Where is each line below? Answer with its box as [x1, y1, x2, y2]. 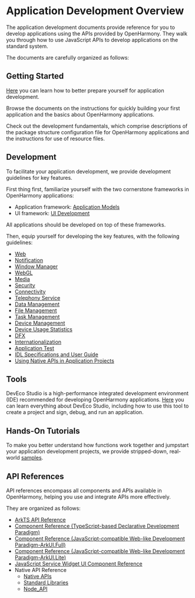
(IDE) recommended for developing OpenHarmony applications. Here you [6, 396, 184, 403]
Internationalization [14, 338, 62, 345]
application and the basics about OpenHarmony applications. [6, 111, 155, 118]
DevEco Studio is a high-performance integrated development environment [6, 390, 189, 397]
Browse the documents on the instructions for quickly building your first [6, 105, 180, 112]
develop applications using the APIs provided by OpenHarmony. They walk [6, 30, 187, 37]
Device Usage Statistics [14, 325, 72, 332]
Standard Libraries [23, 579, 69, 586]
